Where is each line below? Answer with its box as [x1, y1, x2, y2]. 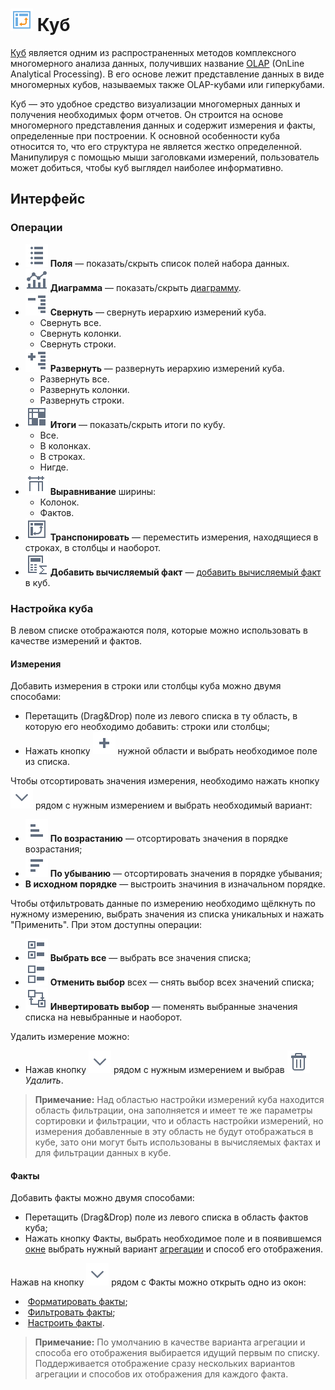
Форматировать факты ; [27, 1296, 128, 1308]
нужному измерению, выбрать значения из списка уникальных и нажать [10, 908, 325, 920]
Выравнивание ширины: [49, 485, 156, 497]
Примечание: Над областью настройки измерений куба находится [34, 1094, 325, 1106]
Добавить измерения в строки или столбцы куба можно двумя [10, 680, 282, 692]
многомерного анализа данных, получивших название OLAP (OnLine [10, 57, 305, 69]
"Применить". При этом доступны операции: [10, 919, 203, 931]
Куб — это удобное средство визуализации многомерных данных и [10, 98, 301, 110]
